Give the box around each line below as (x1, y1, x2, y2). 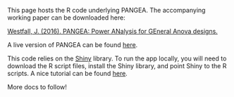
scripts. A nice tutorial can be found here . (7, 70, 128, 77)
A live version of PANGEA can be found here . (7, 41, 138, 48)
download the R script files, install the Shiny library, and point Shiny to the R (7, 62, 227, 70)
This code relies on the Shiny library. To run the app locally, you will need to (7, 54, 227, 63)
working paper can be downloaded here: (7, 13, 125, 22)
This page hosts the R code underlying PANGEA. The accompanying (7, 6, 206, 14)
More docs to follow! (7, 83, 67, 91)
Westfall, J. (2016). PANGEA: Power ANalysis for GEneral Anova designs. (7, 27, 218, 35)
